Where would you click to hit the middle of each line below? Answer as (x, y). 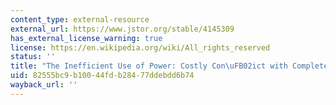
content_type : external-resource (80, 19)
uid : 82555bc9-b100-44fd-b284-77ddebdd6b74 (102, 76)
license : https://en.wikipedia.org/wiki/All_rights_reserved (140, 47)
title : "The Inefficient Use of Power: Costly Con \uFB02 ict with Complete (169, 66)
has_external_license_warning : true (86, 38)
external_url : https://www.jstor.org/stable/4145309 (122, 29)
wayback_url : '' (44, 85)
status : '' (33, 57)
